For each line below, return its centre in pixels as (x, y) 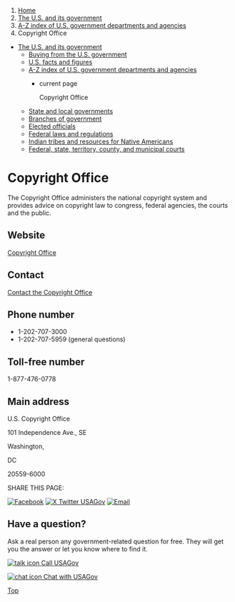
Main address (39, 402)
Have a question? (47, 524)
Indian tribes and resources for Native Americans (101, 141)
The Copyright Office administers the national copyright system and (107, 197)
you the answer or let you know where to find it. (77, 548)
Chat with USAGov (71, 576)
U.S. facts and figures (60, 62)
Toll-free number (46, 362)
